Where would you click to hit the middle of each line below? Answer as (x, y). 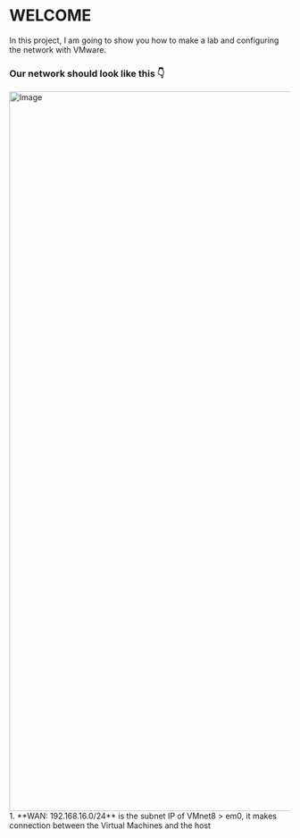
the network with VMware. (58, 49)
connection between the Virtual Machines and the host (110, 825)
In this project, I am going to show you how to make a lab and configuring (144, 40)
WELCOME (50, 16)
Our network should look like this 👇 (87, 73)
